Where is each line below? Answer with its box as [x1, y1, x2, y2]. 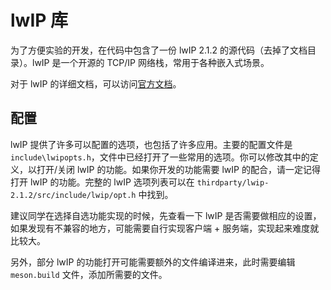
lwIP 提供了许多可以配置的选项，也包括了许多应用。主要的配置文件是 [10, 138, 293, 150]
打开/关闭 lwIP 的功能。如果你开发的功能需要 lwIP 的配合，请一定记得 [36, 163, 321, 175]
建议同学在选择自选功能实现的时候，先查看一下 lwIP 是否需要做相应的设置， [10, 209, 322, 221]
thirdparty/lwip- [196, 177, 270, 188]
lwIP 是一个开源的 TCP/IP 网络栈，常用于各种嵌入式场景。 [31, 56, 270, 68]
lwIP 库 [10, 9, 69, 32]
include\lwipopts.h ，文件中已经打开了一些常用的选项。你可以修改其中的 [10, 151, 310, 163]
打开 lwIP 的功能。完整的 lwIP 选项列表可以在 [10, 176, 195, 188]
